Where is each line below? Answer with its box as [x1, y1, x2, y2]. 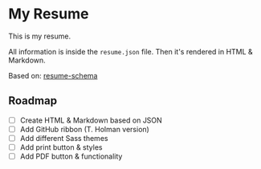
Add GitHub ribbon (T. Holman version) [19, 124, 150, 134]
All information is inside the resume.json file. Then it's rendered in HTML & [8, 46, 253, 56]
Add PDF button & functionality [19, 151, 123, 161]
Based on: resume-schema [8, 70, 98, 80]
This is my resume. [8, 31, 71, 41]
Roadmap [8, 94, 58, 108]
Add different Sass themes [19, 133, 108, 143]
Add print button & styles [19, 142, 103, 152]
